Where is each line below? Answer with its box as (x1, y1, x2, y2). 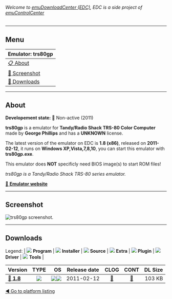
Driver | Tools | (5, 254, 44, 260)
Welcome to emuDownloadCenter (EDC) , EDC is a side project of (5, 4, 142, 10)
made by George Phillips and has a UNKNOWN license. (5, 130, 123, 136)
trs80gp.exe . (5, 151, 34, 157)
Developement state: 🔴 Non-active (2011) (5, 115, 94, 121)
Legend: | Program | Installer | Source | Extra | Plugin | (5, 248, 155, 254)
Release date (67, 266, 99, 273)
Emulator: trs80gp (8, 50, 53, 58)
